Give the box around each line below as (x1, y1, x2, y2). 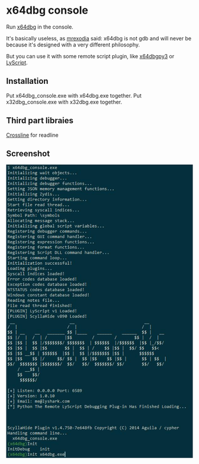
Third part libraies (6, 115, 74, 126)
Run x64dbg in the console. (6, 23, 74, 30)
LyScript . (6, 59, 28, 66)
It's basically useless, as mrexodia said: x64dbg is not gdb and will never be (6, 35, 191, 42)
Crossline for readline (6, 131, 59, 139)
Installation (6, 76, 49, 86)
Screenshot (6, 148, 50, 158)
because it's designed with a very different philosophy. (6, 41, 140, 48)
